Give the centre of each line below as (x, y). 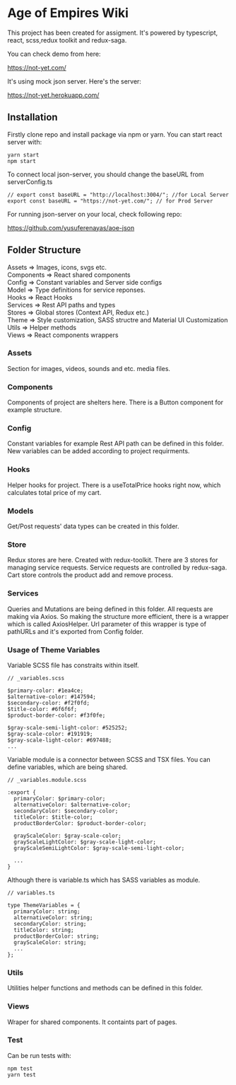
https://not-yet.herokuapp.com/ (53, 95)
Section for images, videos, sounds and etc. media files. (89, 368)
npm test (20, 1068)
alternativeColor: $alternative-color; (72, 805)
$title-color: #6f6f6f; (42, 709)
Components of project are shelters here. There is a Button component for (116, 402)
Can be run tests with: (40, 1055)
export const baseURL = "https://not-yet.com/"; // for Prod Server (110, 201)
